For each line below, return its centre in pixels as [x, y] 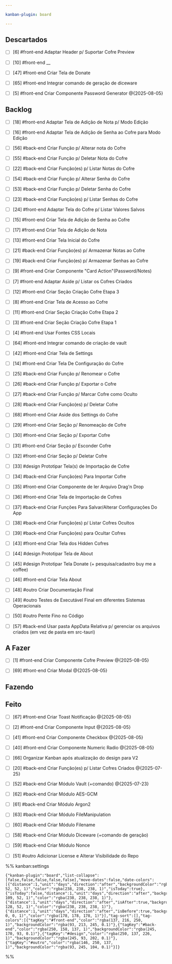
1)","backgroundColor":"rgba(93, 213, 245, [52, 925]
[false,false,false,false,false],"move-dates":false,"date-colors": [80, 880]
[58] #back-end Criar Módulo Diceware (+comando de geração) [80, 835]
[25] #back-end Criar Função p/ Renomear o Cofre [66, 374]
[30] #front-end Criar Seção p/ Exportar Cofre [61, 435]
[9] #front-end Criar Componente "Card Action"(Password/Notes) [82, 271]
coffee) [20, 570]
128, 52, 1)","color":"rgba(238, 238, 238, [52, 907]
